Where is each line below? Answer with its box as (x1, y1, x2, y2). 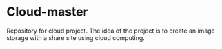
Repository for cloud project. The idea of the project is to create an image (6, 27, 215, 35)
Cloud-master (6, 4, 89, 20)
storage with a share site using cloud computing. (6, 33, 145, 42)
